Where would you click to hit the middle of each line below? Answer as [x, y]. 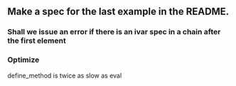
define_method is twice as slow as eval [65, 75]
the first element [37, 41]
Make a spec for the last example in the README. [118, 12]
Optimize [23, 60]
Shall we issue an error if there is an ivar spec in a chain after [114, 32]
